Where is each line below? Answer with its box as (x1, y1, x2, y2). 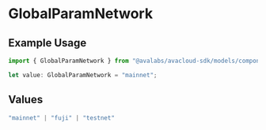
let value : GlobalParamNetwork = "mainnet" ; (8, 71, 158, 79)
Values (8, 93, 44, 106)
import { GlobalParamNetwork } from (8, 57, 129, 65)
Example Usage (8, 36, 87, 50)
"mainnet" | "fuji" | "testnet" (8, 113, 115, 122)
